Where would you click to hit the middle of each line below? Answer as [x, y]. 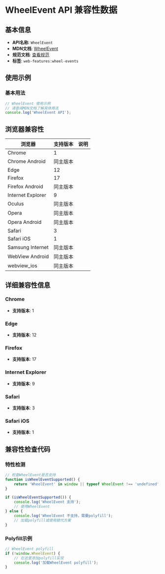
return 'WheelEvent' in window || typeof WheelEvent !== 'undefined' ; [88, 484]
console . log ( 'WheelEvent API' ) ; [38, 113]
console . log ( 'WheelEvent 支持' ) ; [47, 502]
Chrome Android [27, 162]
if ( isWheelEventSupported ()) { [38, 497]
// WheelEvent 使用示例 [28, 104]
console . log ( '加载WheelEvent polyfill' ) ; [56, 563]
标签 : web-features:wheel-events [45, 61]
